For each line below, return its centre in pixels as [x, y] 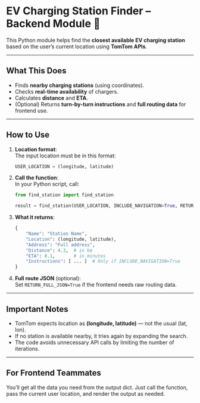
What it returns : [35, 217]
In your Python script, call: [47, 184]
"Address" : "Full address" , [60, 245]
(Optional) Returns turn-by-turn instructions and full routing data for [100, 104]
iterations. [27, 349]
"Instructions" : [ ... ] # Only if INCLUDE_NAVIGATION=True [103, 261]
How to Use [28, 135]
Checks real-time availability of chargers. [67, 91]
